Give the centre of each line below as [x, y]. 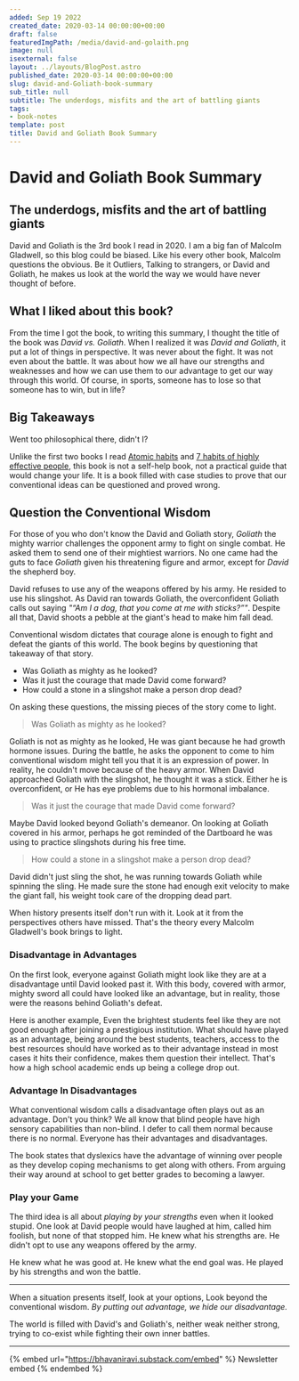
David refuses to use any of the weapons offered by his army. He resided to [148, 589]
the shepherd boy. [43, 572]
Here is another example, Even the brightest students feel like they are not [145, 1020]
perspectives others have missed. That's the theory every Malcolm [132, 922]
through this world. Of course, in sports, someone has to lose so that [135, 380]
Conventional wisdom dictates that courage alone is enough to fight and [141, 635]
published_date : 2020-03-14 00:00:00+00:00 [91, 76]
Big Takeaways [52, 418]
